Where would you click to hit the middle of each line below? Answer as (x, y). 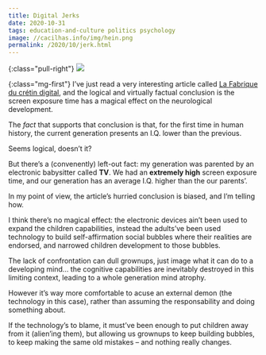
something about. (37, 310)
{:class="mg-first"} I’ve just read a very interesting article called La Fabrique (133, 84)
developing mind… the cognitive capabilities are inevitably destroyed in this (131, 269)
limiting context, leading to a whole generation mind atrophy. (107, 278)
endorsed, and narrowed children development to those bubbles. (114, 245)
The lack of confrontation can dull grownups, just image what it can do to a (131, 261)
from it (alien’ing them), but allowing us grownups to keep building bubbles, (132, 334)
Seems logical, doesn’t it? (50, 149)
